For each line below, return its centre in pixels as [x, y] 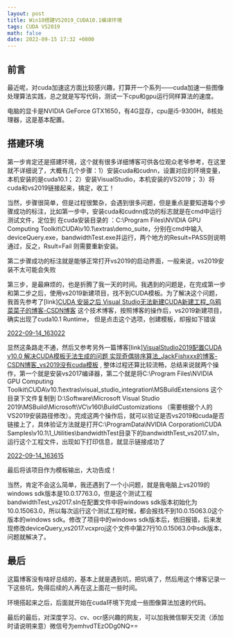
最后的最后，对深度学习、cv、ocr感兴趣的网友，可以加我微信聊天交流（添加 [115, 617]
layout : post [26, 14]
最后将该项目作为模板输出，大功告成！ [62, 469]
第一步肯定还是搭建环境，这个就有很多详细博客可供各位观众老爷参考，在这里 [116, 161]
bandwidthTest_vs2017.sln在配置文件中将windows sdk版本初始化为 [102, 502]
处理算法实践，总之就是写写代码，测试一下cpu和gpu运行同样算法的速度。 [112, 96]
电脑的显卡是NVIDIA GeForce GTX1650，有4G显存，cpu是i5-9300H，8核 [112, 111]
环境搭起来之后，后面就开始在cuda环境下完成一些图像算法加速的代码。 [109, 602]
